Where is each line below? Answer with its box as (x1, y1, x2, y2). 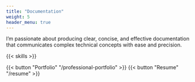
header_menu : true (6, 19, 51, 25)
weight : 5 (6, 14, 30, 20)
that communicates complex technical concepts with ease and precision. (6, 41, 182, 48)
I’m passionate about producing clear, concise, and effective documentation (6, 35, 190, 42)
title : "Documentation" (6, 8, 64, 15)
